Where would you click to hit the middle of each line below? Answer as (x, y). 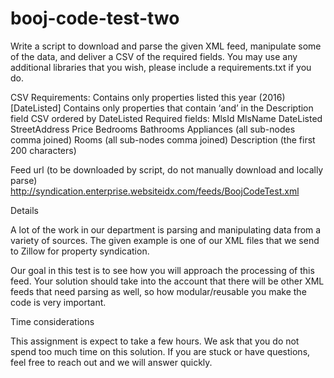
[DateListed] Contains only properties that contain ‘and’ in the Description (162, 108)
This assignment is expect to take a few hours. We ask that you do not (155, 341)
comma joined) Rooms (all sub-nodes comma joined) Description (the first (163, 139)
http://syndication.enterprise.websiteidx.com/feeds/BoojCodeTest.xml (155, 191)
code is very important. (58, 302)
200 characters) (43, 150)
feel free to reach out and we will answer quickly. (111, 362)
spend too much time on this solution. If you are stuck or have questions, (160, 351)
